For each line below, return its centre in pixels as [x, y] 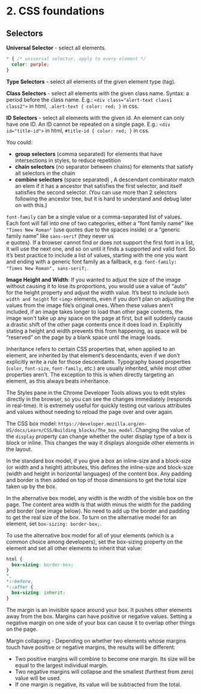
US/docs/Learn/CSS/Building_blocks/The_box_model [70, 430]
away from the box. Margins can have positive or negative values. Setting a [99, 616]
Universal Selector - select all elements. [56, 48]
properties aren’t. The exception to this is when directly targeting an [90, 374]
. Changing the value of [161, 430]
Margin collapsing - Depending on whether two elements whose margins [96, 640]
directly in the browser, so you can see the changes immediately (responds [99, 399]
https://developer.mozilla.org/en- [102, 424]
